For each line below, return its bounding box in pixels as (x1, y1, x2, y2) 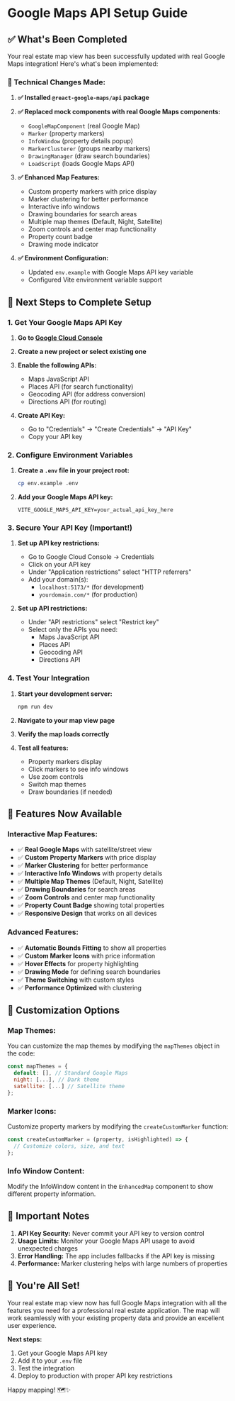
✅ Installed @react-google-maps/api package (17, 94, 150, 102)
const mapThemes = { (7, 1063, 69, 1070)
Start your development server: (17, 690, 113, 698)
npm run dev (17, 703, 53, 710)
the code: (7, 1049, 35, 1058)
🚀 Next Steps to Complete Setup (7, 296, 152, 308)
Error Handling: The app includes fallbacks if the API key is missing (17, 1251, 215, 1260)
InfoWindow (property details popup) (28, 137, 133, 145)
